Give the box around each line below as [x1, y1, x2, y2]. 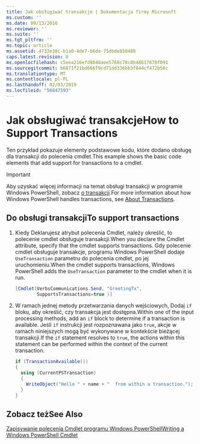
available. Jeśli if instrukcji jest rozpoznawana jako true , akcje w [14, 321, 177, 329]
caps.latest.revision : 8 [6, 54, 69, 60]
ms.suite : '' [6, 31, 39, 37]
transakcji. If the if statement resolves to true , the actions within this [14, 334, 185, 341]
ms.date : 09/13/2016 [6, 20, 58, 26]
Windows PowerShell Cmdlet [6, 431, 78, 439]
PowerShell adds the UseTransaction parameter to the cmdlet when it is [14, 267, 192, 275]
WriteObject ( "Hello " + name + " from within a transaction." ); [26, 381, 194, 387]
